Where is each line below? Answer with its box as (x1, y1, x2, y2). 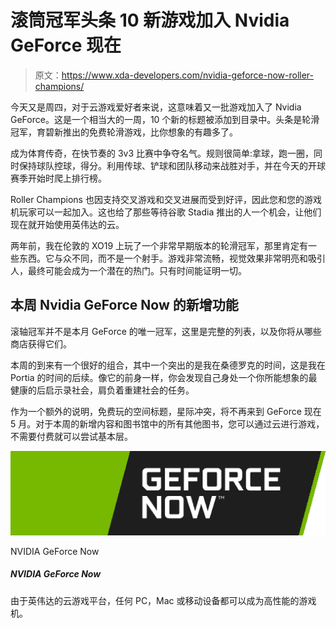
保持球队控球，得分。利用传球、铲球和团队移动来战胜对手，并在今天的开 (18, 159, 317, 171)
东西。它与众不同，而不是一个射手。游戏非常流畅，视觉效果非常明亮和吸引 (18, 252, 326, 264)
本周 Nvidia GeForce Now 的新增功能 (10, 297, 239, 314)
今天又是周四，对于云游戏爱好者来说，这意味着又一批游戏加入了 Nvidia (10, 101, 302, 113)
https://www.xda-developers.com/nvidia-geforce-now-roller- (61, 69, 315, 81)
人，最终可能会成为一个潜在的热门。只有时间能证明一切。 (10, 264, 247, 276)
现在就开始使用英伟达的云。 (10, 218, 125, 230)
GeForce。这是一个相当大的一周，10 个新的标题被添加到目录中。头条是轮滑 (10, 113, 320, 125)
